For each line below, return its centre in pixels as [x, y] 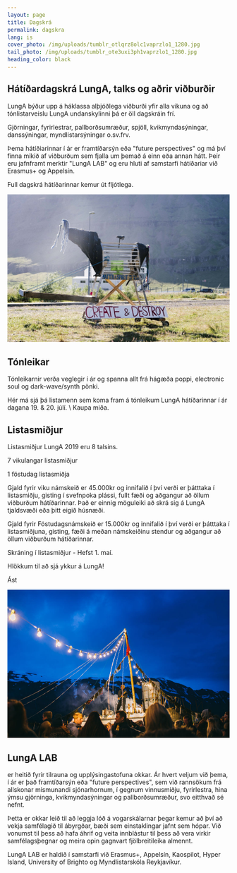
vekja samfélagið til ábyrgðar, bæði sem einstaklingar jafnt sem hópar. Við [114, 826]
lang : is [20, 37]
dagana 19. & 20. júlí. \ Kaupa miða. [58, 408]
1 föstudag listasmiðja [39, 474]
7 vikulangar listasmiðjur [43, 460]
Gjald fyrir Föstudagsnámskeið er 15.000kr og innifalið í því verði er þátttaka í [119, 524]
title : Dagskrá [30, 22]
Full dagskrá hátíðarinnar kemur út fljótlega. [71, 184]
